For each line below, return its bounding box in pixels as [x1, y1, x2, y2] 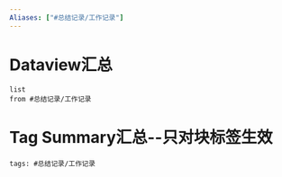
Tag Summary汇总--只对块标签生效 [9, 127, 273, 147]
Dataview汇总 [9, 55, 114, 75]
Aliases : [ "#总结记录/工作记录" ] [9, 13, 124, 22]
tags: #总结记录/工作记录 [9, 159, 96, 168]
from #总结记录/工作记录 [9, 94, 92, 103]
